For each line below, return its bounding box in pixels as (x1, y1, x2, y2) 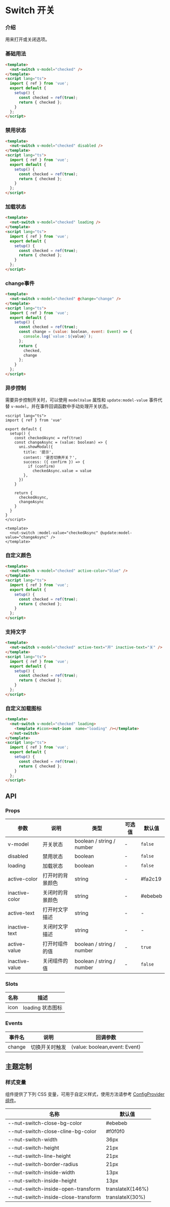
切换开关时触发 (30, 1044, 67, 1051)
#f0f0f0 (106, 1128, 125, 1135)
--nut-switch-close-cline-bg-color (8, 1128, 97, 1135)
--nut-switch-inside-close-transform (8, 1194, 101, 1201)
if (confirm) (27, 464, 56, 469)
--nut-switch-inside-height (8, 1177, 77, 1184)
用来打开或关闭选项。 (5, 36, 50, 43)
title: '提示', (23, 450, 54, 455)
